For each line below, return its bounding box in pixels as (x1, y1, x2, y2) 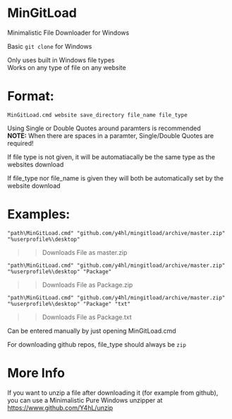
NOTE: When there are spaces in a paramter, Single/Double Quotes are (7, 131, 214, 139)
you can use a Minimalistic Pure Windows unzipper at (7, 396, 163, 404)
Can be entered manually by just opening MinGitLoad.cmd (7, 326, 176, 335)
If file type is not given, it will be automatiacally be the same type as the (7, 152, 215, 161)
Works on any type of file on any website (7, 63, 126, 71)
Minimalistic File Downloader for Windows (7, 28, 130, 37)
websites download (7, 160, 64, 168)
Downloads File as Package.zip (42, 280, 133, 289)
